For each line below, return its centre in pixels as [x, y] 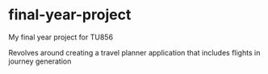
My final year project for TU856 [61, 37]
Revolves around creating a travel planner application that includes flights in [134, 52]
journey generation [40, 61]
